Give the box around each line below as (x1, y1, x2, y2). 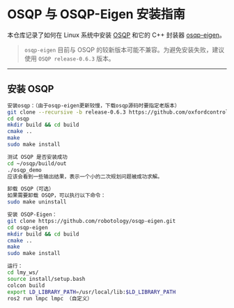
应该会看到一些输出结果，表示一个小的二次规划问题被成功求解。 (7, 173, 163, 180)
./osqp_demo (7, 167, 42, 174)
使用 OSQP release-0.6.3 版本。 (24, 54, 115, 63)
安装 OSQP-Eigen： (7, 211, 58, 218)
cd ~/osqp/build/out (7, 160, 68, 167)
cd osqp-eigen (7, 224, 49, 231)
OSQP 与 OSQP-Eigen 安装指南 (7, 6, 186, 22)
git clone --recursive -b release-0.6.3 (7, 109, 127, 116)
